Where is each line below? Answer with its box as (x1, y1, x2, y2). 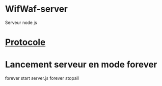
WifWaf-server (5, 3, 68, 15)
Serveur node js (5, 20, 37, 25)
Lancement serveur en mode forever (5, 59, 158, 70)
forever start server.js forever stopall (5, 75, 79, 81)
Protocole (5, 37, 46, 48)
